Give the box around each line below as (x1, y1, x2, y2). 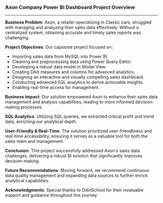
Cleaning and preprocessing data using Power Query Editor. (12, 59, 132, 64)
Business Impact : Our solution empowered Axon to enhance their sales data (5, 94, 158, 100)
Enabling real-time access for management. (12, 84, 100, 91)
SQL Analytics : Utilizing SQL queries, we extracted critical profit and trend (5, 113, 154, 120)
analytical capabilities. (5, 178, 49, 184)
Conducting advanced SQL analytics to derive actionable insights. (12, 79, 144, 85)
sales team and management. (5, 139, 64, 144)
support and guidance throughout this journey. (5, 192, 98, 198)
